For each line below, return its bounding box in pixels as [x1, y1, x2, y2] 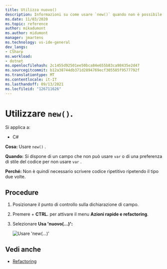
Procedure [5, 188, 39, 196]
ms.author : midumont [5, 30, 48, 35]
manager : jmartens [5, 35, 43, 40]
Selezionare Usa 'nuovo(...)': [12, 221, 73, 227]
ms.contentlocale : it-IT [5, 77, 57, 82]
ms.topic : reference [5, 21, 48, 26]
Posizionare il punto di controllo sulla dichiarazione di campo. [12, 201, 139, 207]
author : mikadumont [5, 26, 46, 31]
